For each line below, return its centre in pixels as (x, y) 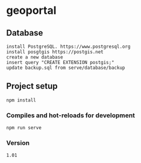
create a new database (35, 57)
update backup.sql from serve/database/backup (66, 68)
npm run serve (24, 128)
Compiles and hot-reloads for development (71, 115)
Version (18, 143)
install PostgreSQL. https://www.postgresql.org (68, 46)
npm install (21, 100)
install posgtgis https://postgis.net (55, 52)
